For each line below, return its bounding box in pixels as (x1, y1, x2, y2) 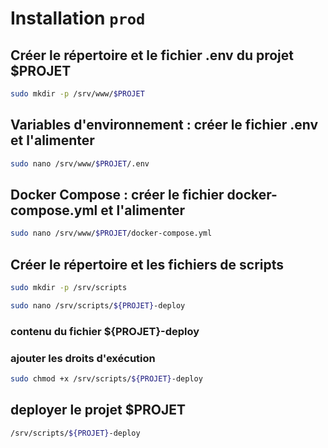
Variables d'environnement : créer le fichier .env (10, 117, 319, 134)
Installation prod (10, 7, 146, 30)
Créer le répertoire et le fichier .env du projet (10, 47, 294, 64)
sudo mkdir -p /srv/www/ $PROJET (10, 89, 145, 99)
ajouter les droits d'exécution (10, 351, 156, 365)
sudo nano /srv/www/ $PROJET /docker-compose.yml (10, 228, 213, 239)
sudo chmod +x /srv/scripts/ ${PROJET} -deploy (10, 374, 203, 384)
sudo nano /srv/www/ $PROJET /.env (10, 158, 150, 169)
